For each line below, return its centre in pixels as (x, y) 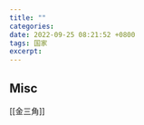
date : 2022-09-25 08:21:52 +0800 (72, 34)
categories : (32, 26)
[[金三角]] (27, 111)
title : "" (28, 18)
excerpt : (26, 52)
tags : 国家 (29, 43)
